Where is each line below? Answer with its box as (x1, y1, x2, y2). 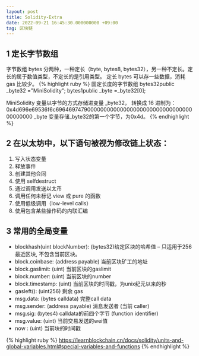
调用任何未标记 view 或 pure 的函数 (14, 192, 101, 199)
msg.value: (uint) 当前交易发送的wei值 (14, 317, 108, 324)
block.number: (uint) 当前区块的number (14, 272, 112, 279)
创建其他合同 (14, 170, 46, 177)
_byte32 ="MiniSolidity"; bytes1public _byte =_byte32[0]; (6, 87, 146, 94)
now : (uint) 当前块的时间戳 (14, 325, 81, 332)
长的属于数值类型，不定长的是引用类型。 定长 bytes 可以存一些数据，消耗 (6, 73, 186, 80)
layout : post (6, 8, 39, 15)
